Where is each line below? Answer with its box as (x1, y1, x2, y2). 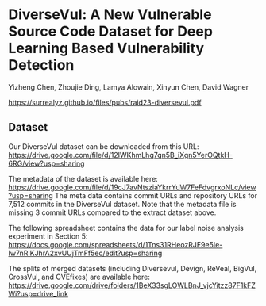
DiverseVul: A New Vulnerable (8, 6, 212, 24)
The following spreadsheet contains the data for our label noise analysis (8, 223, 244, 232)
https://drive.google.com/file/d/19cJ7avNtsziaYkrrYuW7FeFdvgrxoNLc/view (8, 182, 256, 192)
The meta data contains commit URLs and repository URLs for (54, 190, 258, 200)
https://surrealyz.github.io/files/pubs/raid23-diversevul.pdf (8, 98, 202, 107)
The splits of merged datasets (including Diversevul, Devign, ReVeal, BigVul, (8, 263, 257, 273)
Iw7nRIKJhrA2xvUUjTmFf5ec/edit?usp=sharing (8, 248, 163, 258)
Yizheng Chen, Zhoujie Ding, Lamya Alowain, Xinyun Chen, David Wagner (8, 82, 249, 92)
